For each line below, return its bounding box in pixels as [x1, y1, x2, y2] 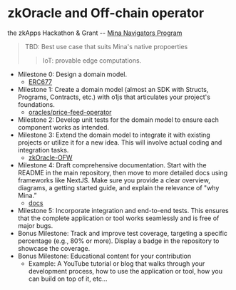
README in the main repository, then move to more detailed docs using [17, 168, 228, 177]
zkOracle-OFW [28, 153, 73, 162]
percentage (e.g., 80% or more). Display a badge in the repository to [17, 237, 220, 245]
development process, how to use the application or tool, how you [28, 266, 223, 275]
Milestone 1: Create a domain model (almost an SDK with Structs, [17, 85, 209, 93]
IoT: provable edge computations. [42, 56, 142, 65]
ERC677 [28, 77, 53, 86]
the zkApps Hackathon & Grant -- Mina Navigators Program [7, 29, 183, 37]
